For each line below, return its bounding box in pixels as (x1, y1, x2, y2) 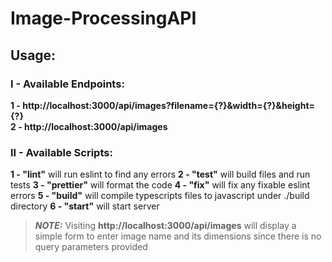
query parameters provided (34, 241, 148, 253)
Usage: (10, 47, 57, 64)
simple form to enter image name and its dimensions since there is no (34, 230, 322, 242)
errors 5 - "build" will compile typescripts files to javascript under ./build (10, 190, 310, 202)
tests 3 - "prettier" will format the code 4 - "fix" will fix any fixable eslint (10, 179, 311, 191)
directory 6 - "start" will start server (10, 200, 160, 212)
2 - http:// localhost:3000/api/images (10, 120, 168, 132)
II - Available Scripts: (10, 145, 113, 159)
